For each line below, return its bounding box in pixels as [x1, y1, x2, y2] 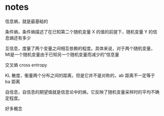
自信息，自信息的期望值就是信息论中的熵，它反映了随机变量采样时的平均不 [5, 89, 155, 95]
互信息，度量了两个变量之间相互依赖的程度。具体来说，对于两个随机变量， [5, 45, 155, 51]
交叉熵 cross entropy [5, 62, 47, 68]
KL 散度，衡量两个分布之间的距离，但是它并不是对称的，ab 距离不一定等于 [5, 72, 155, 78]
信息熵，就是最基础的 [5, 18, 48, 24]
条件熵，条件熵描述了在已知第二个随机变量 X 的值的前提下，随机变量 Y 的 [5, 29, 153, 34]
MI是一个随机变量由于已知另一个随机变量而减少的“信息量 [5, 51, 119, 58]
